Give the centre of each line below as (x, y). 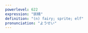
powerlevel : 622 (21, 9)
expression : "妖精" (24, 14)
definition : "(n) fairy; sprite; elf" (44, 18)
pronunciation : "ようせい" (31, 23)
